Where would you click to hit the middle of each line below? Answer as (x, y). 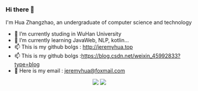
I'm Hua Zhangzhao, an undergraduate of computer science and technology (99, 23)
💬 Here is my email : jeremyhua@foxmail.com (70, 71)
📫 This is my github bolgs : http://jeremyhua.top (73, 47)
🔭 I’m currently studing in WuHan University (68, 34)
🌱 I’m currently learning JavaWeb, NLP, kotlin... (71, 40)
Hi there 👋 (20, 10)
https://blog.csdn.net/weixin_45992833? (131, 56)
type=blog (27, 64)
